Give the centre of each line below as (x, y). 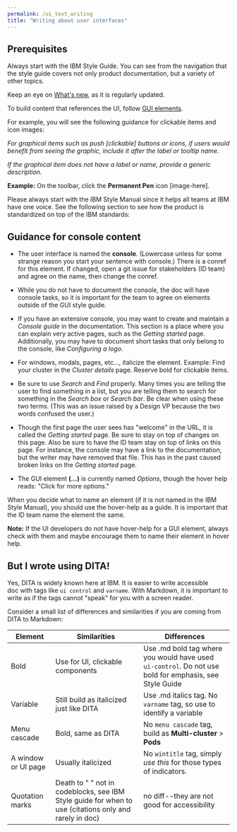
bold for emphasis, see (181, 674)
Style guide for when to (94, 800)
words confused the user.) (56, 414)
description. (25, 172)
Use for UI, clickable (89, 662)
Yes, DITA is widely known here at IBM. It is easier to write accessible (108, 582)
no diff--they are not (178, 796)
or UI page (28, 766)
